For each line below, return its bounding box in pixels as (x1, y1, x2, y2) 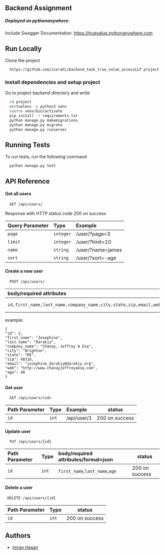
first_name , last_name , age (58, 468, 117, 475)
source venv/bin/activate (9, 109, 63, 114)
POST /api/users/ (9, 279, 45, 284)
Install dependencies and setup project (5, 78, 101, 85)
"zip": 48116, (5, 357, 34, 362)
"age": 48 (5, 370, 26, 374)
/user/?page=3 (76, 230, 110, 237)
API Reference (5, 177, 50, 185)
